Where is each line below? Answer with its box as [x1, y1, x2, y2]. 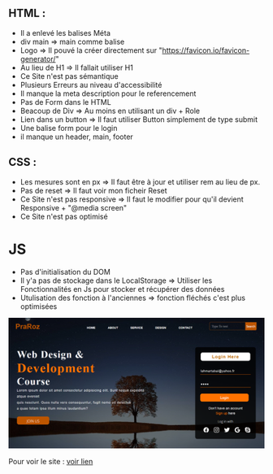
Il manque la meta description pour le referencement [19, 89, 197, 98]
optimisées [19, 301, 58, 311]
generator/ [19, 54, 56, 63]
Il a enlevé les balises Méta [19, 28, 111, 37]
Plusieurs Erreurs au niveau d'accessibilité [19, 80, 162, 89]
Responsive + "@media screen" [19, 202, 128, 212]
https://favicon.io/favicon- [162, 45, 250, 55]
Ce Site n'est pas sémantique [19, 71, 119, 80]
